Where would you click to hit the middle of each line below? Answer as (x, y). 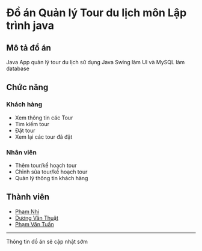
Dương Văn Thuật (37, 218)
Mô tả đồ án (29, 48)
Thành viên (28, 197)
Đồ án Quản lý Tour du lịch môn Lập (96, 13)
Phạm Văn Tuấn (34, 224)
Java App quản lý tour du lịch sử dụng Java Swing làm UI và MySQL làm (96, 62)
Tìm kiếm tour (32, 124)
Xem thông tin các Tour (44, 118)
